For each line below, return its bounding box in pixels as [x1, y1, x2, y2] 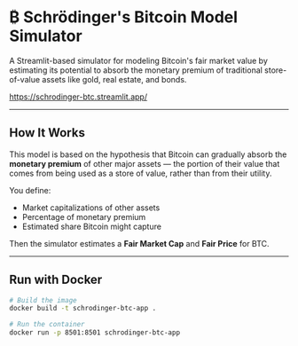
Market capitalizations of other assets [21, 202, 161, 213]
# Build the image [9, 295, 77, 304]
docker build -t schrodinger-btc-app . [9, 304, 157, 313]
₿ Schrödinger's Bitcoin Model [9, 7, 238, 28]
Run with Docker [9, 272, 103, 287]
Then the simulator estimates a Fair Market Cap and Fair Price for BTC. [9, 238, 270, 248]
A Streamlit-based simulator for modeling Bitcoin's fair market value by [9, 55, 268, 66]
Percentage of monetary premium [21, 211, 146, 222]
